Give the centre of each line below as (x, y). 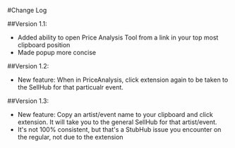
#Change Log (27, 10)
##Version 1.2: (28, 66)
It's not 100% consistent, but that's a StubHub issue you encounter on (119, 129)
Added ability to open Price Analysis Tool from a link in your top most (118, 37)
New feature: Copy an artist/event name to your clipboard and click (115, 115)
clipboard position (44, 45)
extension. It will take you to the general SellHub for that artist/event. (117, 122)
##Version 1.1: (27, 24)
